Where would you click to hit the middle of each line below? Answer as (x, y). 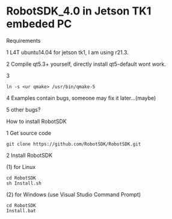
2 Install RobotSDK (29, 155)
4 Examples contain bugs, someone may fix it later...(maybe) (81, 98)
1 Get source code (29, 133)
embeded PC (39, 24)
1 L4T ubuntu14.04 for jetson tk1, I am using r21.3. (68, 52)
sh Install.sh (24, 183)
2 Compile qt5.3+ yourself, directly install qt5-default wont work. (86, 64)
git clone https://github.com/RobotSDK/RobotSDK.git (74, 144)
